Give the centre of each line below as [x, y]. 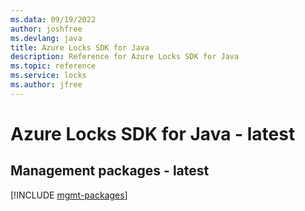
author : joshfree [46, 29]
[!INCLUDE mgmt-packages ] [69, 195]
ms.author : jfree [46, 85]
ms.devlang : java [46, 38]
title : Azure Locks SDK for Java [80, 47]
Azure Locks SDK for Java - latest [153, 133]
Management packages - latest [110, 171]
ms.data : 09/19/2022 [53, 19]
